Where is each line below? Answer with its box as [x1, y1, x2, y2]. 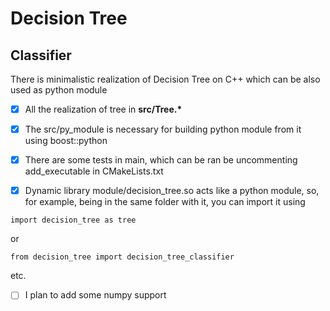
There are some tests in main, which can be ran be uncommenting [24, 154, 298, 166]
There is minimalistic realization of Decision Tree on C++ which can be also [10, 73, 321, 85]
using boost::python [24, 135, 108, 147]
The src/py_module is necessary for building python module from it [24, 123, 302, 136]
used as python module [10, 84, 108, 96]
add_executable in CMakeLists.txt [24, 165, 164, 177]
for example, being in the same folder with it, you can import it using [24, 196, 306, 208]
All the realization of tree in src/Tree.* [24, 103, 183, 115]
